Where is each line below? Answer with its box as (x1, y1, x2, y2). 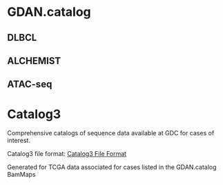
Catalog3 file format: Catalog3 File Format (7, 150, 126, 158)
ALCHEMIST (7, 55, 61, 66)
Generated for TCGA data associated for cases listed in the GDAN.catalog (7, 163, 217, 171)
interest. (7, 136, 31, 145)
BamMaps (7, 171, 36, 179)
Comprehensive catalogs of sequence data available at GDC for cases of (7, 129, 215, 137)
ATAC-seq (7, 79, 52, 90)
